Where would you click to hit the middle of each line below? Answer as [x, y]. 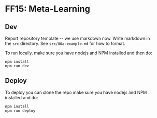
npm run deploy [20, 111]
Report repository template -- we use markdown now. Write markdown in [78, 38]
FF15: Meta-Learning [48, 9]
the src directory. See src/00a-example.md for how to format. [65, 44]
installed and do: [21, 97]
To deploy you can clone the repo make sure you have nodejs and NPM [76, 92]
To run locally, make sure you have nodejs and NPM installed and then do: [78, 53]
